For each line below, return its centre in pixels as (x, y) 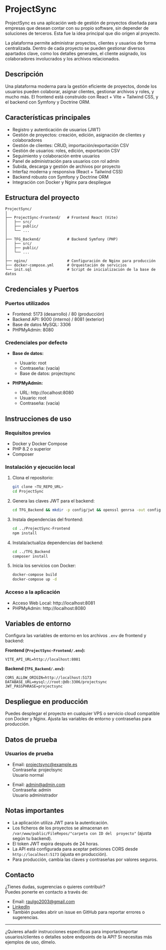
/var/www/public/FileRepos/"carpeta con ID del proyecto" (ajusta (82, 833)
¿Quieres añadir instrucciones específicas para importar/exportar (72, 932)
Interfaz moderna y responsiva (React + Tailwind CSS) (67, 171)
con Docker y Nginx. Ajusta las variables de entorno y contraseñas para (78, 719)
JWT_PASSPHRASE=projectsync (34, 687)
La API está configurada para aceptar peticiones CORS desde (75, 849)
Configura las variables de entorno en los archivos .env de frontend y (76, 636)
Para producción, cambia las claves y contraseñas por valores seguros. (85, 859)
